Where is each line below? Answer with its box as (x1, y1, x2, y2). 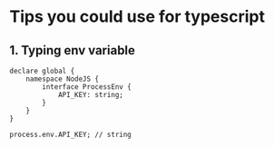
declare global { (9, 66, 75, 75)
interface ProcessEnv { (42, 83, 132, 92)
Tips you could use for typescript (9, 6, 266, 27)
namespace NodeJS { (25, 74, 100, 84)
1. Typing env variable (9, 43, 136, 58)
